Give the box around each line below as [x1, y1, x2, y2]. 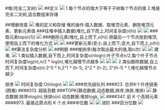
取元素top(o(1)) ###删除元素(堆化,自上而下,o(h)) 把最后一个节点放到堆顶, [5, 34, 158, 40]
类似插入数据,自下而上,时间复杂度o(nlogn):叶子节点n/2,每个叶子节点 [21, 53, 158, 58]
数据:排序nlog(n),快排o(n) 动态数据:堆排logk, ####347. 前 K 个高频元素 [9, 94, 159, 99]
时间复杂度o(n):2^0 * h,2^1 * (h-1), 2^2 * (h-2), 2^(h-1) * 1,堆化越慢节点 [15, 65, 157, 71]
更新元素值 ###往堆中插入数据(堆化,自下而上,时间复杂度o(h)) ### [13, 28, 159, 34]
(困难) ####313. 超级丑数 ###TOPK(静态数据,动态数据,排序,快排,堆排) [5, 87, 145, 93]
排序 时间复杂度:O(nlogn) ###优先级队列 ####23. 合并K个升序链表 [5, 82, 158, 87]
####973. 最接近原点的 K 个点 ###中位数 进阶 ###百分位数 [5, 100, 137, 106]
